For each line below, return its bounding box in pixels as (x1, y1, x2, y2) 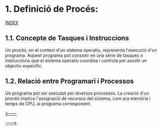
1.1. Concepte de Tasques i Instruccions (5, 34, 129, 42)
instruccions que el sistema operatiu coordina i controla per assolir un (5, 58, 147, 64)
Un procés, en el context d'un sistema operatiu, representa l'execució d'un (5, 47, 157, 53)
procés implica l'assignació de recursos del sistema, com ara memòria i (5, 95, 151, 101)
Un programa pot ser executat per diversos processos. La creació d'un (5, 90, 149, 96)
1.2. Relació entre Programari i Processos (5, 77, 134, 86)
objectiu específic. (5, 63, 43, 68)
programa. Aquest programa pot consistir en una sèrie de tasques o (5, 52, 143, 58)
